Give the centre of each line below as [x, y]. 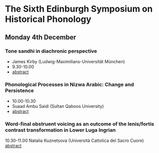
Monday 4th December [41, 37]
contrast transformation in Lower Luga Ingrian [60, 130]
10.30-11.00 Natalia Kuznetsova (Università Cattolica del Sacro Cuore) [74, 141]
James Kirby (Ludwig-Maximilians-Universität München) [68, 61]
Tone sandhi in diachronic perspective [51, 51]
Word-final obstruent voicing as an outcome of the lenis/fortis [79, 124]
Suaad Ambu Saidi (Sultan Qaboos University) [58, 106]
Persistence [19, 90]
